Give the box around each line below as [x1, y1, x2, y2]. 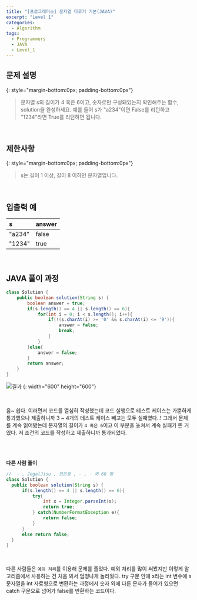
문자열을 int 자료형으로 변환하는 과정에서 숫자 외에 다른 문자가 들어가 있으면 [6, 580, 178, 587]
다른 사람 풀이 [6, 460, 37, 466]
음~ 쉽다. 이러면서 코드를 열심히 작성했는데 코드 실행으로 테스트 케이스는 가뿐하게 [6, 407, 192, 414]
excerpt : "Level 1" [6, 14, 54, 20]
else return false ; [21, 532, 69, 537]
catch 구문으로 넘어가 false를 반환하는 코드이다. [6, 588, 116, 595]
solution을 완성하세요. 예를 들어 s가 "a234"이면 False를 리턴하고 [20, 106, 170, 113]
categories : [6, 19, 35, 25]
